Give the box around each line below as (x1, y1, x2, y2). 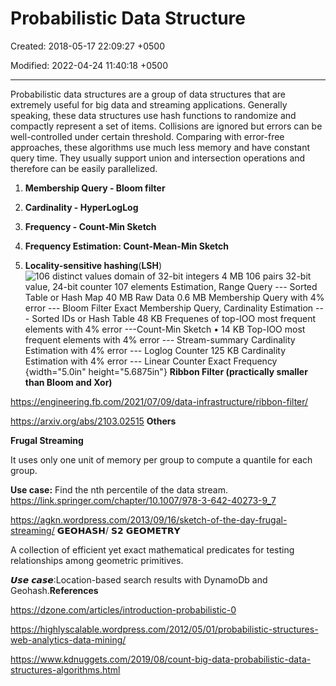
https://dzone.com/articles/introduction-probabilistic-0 (10, 603, 237, 616)
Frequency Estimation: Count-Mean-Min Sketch (24, 240, 230, 252)
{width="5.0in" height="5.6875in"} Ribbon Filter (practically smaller (24, 365, 308, 377)
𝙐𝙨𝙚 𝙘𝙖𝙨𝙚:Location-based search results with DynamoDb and (10, 573, 268, 586)
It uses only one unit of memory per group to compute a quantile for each (10, 453, 313, 466)
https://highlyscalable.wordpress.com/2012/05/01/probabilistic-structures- (10, 623, 319, 635)
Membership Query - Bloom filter (24, 182, 166, 194)
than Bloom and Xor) (24, 376, 113, 388)
